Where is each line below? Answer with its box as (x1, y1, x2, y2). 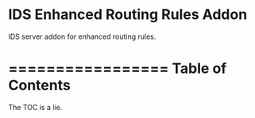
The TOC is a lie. (8, 102, 63, 112)
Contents (8, 77, 71, 94)
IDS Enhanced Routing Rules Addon (8, 6, 248, 24)
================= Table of (8, 59, 227, 78)
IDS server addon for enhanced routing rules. (8, 32, 156, 41)
